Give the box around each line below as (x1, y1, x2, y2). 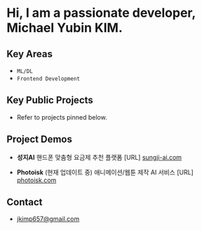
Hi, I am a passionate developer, (6, 5, 196, 21)
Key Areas (6, 48, 53, 60)
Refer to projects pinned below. (16, 113, 107, 121)
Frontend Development (16, 75, 80, 82)
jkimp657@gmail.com (16, 215, 80, 223)
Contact (6, 196, 43, 208)
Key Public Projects (6, 94, 94, 106)
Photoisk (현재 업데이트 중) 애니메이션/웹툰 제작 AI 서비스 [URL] (16, 167, 194, 177)
